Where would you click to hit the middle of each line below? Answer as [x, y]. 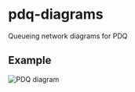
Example [30, 60]
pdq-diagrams [56, 14]
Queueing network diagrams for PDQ [68, 36]
